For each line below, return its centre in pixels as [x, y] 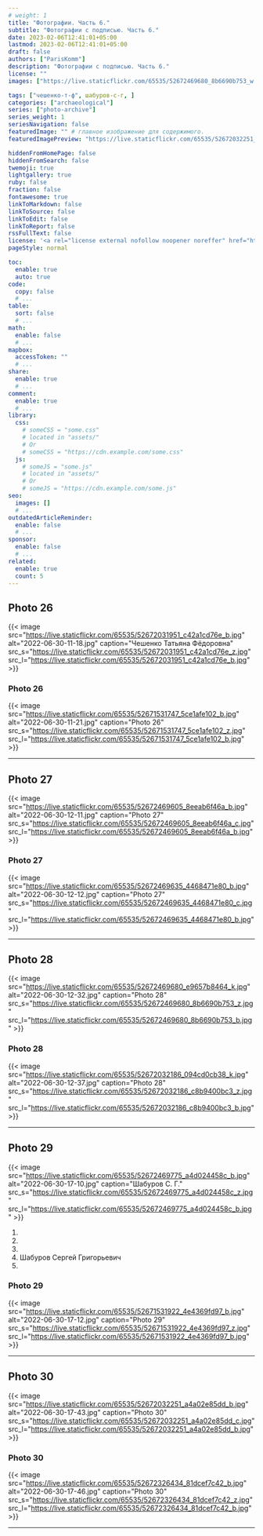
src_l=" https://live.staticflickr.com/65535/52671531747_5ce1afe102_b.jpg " [126, 739]
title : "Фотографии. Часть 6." [59, 23]
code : [17, 284]
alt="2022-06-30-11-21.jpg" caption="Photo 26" [86, 722]
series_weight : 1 [36, 117]
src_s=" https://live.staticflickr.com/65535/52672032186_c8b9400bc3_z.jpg [130, 1091]
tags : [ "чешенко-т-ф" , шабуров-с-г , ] [71, 95]
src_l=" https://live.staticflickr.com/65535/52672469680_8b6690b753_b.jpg [130, 1020]
